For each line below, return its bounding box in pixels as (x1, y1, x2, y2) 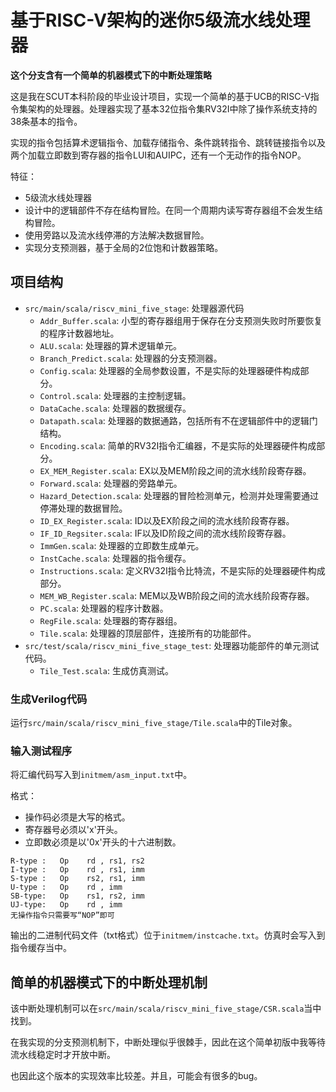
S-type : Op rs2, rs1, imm (10, 874, 145, 884)
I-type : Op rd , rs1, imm (10, 865, 145, 875)
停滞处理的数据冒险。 (39, 502, 128, 514)
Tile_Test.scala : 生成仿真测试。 (39, 664, 174, 676)
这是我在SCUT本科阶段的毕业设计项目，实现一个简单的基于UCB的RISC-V (10, 90, 311, 102)
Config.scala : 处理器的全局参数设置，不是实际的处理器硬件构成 (39, 364, 301, 376)
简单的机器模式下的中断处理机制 (10, 974, 208, 991)
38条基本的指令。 (10, 115, 83, 127)
